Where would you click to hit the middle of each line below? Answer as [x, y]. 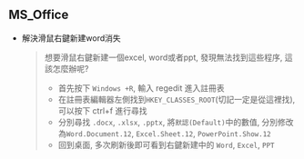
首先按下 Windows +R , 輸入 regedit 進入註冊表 [141, 88]
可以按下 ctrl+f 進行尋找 [102, 110]
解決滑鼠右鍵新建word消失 [71, 38]
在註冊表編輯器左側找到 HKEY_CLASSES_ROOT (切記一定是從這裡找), [177, 99]
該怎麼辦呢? [66, 68]
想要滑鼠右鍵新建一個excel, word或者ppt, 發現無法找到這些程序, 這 [168, 57]
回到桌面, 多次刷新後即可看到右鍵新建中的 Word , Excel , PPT [166, 144]
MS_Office [39, 15]
